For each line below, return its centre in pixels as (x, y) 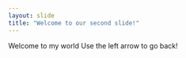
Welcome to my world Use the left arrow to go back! (93, 45)
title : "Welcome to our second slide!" (74, 23)
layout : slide (32, 15)
